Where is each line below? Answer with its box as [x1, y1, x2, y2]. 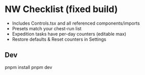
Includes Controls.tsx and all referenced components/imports [12, 20, 140, 26]
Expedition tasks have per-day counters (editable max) [12, 31, 127, 37]
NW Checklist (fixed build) [5, 4, 118, 15]
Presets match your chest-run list [12, 25, 82, 31]
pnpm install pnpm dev [5, 64, 53, 70]
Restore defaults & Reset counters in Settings [12, 36, 107, 42]
